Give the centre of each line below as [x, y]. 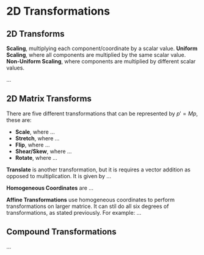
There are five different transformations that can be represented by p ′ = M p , [102, 113]
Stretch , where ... [37, 138]
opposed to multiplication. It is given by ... [59, 176]
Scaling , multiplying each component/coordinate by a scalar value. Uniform [102, 48]
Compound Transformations [62, 232]
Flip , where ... [32, 145]
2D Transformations [58, 11]
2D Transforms [35, 34]
